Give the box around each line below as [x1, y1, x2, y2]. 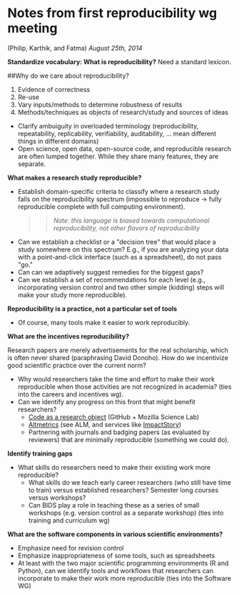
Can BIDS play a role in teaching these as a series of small [28, 500, 200, 509]
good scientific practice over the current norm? [7, 361, 146, 369]
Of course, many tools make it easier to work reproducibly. [17, 318, 190, 327]
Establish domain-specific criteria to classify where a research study [17, 187, 220, 195]
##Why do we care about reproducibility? [7, 71, 130, 80]
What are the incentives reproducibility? [7, 332, 130, 340]
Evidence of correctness [17, 85, 91, 93]
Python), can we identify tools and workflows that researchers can [17, 566, 214, 575]
